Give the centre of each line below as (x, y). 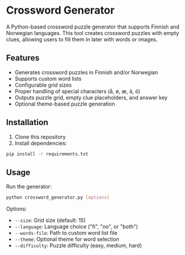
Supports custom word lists (48, 78)
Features (23, 58)
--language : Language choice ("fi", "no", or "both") (76, 227)
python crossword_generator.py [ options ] (58, 197)
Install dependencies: (41, 143)
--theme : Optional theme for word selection (67, 239)
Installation (27, 122)
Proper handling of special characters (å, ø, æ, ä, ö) (77, 91)
